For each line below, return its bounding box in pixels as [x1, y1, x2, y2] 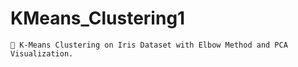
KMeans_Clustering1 [10, 7, 186, 30]
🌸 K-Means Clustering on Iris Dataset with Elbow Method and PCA [10, 40, 288, 50]
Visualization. [10, 48, 74, 59]
